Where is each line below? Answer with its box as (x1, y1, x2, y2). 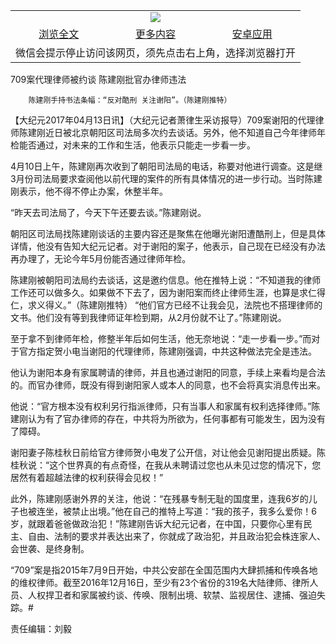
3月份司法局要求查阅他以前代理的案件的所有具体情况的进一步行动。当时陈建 (10, 173, 323, 184)
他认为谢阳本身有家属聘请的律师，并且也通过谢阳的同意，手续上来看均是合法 (10, 367, 326, 378)
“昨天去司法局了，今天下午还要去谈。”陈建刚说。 (10, 207, 207, 218)
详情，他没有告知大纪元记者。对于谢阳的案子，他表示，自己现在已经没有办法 (10, 240, 326, 252)
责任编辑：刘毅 (10, 623, 72, 634)
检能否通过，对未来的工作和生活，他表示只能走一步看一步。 (10, 139, 256, 151)
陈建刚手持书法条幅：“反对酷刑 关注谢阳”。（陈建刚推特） (28, 95, 232, 105)
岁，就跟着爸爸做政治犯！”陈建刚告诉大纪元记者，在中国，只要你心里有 (10, 518, 304, 529)
